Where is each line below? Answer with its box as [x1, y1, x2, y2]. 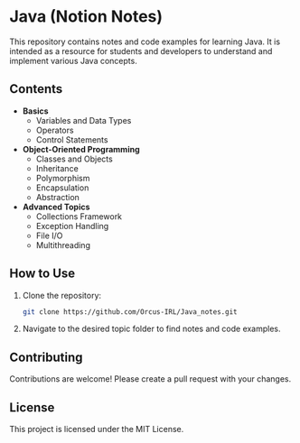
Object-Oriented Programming [22, 143, 140, 154]
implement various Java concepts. [9, 55, 137, 66]
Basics [22, 106, 49, 116]
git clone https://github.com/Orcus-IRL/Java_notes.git [22, 307, 238, 317]
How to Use [9, 266, 76, 281]
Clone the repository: [22, 290, 102, 300]
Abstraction [35, 191, 80, 202]
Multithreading [35, 239, 90, 250]
